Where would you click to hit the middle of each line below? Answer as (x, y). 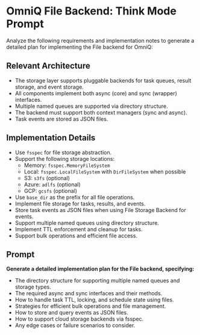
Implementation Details (51, 138)
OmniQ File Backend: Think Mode (91, 11)
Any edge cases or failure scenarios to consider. (75, 325)
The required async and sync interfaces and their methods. (89, 293)
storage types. (33, 287)
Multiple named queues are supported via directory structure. (91, 106)
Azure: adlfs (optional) (52, 184)
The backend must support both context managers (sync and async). (101, 112)
